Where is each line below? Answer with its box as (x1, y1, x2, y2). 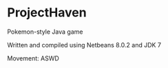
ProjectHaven (7, 5, 87, 21)
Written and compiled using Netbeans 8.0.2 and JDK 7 (7, 41, 162, 49)
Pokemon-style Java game (7, 27, 83, 36)
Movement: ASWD (7, 54, 60, 63)
